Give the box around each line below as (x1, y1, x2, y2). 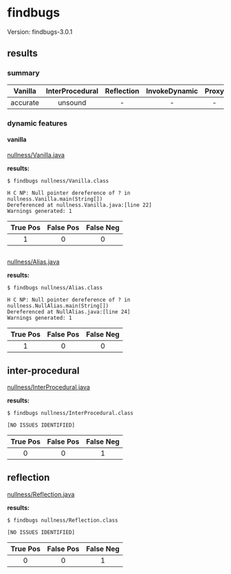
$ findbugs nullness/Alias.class (7, 285, 103, 291)
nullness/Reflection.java (7, 490, 75, 498)
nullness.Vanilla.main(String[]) (7, 195, 103, 203)
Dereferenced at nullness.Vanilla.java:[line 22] (7, 201, 153, 208)
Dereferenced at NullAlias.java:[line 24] (7, 309, 131, 316)
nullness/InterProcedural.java (7, 382, 91, 391)
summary (7, 68, 40, 78)
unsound (58, 98, 87, 107)
